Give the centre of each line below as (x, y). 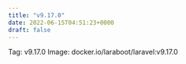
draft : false (30, 30)
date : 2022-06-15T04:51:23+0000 (61, 23)
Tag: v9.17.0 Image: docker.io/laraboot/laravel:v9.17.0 (93, 52)
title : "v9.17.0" (37, 15)
